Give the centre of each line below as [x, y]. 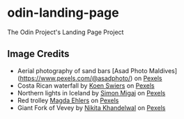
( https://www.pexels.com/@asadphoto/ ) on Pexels [90, 78]
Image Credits [38, 54]
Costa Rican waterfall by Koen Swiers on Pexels [86, 86]
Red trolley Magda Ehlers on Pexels [68, 100]
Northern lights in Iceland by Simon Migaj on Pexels [91, 93]
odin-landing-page [63, 13]
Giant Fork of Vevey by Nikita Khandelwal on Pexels [91, 108]
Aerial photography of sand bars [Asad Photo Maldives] [97, 70]
